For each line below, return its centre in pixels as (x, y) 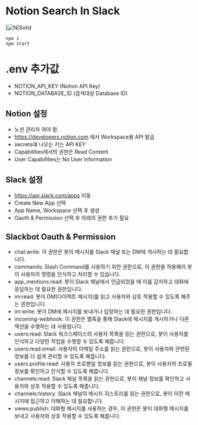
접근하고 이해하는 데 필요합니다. (67, 401)
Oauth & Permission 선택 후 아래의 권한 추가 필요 (71, 218)
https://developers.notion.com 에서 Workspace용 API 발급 (84, 137)
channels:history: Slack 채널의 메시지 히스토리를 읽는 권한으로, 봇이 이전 (99, 394)
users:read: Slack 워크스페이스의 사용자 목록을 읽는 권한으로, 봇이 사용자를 (101, 334)
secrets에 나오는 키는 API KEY (50, 144)
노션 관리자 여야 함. (36, 129)
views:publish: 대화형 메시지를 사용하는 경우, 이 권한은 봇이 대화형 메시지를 (101, 409)
